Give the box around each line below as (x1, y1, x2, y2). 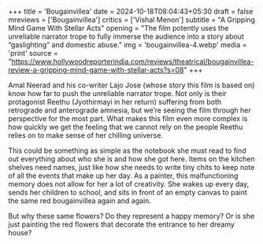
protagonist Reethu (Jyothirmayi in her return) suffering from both (8, 98, 222, 106)
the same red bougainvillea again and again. (8, 196, 152, 205)
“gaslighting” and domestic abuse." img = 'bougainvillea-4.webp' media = (8, 40, 247, 50)
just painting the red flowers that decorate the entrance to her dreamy (8, 220, 235, 229)
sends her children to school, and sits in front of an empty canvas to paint (8, 188, 248, 197)
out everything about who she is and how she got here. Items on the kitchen (8, 154, 255, 164)
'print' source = (8, 49, 59, 57)
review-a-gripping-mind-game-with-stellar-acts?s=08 (8, 65, 184, 74)
